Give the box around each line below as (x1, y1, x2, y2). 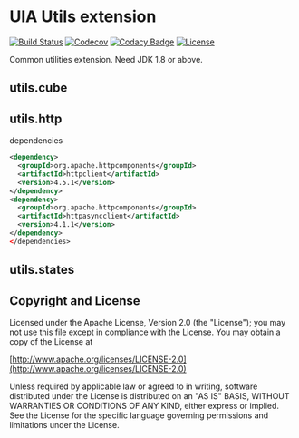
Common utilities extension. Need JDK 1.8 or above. (9, 54, 204, 64)
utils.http (9, 111, 63, 126)
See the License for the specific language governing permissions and (9, 410, 269, 421)
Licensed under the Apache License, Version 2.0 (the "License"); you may (9, 316, 286, 327)
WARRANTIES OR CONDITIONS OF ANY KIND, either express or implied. (9, 400, 279, 411)
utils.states (9, 262, 75, 277)
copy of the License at (9, 336, 93, 346)
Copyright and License (9, 293, 140, 308)
